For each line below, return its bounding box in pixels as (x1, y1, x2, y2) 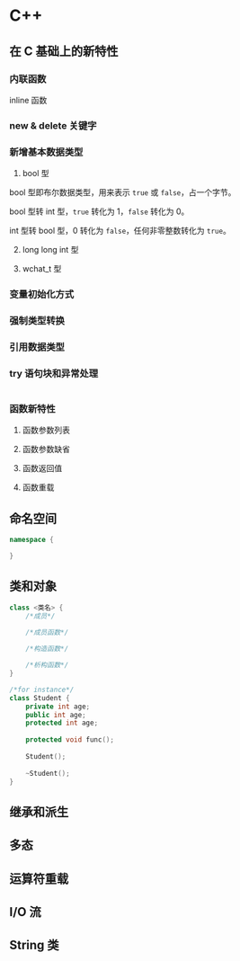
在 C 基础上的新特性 (9, 43, 119, 58)
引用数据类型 (9, 341, 66, 353)
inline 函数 (9, 94, 48, 105)
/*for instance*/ (9, 685, 75, 694)
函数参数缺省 (22, 444, 70, 455)
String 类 (9, 938, 60, 953)
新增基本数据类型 (9, 146, 84, 158)
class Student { (9, 693, 70, 702)
